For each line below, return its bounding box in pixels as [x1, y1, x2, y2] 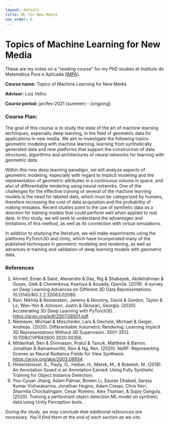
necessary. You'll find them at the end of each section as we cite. [5, 414, 142, 420]
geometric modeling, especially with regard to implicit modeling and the [5, 172, 154, 178]
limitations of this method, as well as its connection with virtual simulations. [5, 220, 161, 226]
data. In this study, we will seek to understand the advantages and [5, 215, 143, 221]
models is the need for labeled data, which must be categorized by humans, [5, 193, 163, 199]
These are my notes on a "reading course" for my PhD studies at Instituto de [5, 66, 164, 72]
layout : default [5, 7, 39, 13]
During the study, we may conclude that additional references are [5, 408, 142, 414]
